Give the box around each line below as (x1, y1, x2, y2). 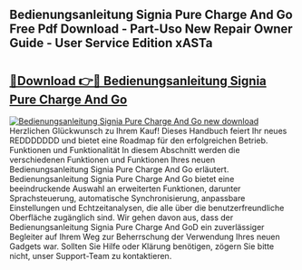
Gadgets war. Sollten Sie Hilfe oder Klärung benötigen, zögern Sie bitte (9, 241, 275, 252)
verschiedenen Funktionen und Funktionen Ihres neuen (9, 154, 216, 165)
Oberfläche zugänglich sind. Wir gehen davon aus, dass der (9, 212, 234, 223)
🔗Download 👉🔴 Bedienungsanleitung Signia (9, 72, 268, 89)
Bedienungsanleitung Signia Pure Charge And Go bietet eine (9, 174, 235, 184)
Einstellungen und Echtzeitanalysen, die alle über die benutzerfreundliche (9, 203, 285, 213)
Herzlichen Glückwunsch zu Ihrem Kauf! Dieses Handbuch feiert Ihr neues (9, 126, 287, 136)
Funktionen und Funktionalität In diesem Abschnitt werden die (9, 145, 240, 155)
